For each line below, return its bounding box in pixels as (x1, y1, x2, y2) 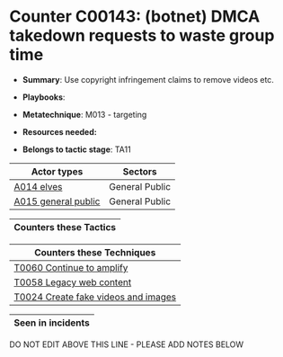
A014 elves (13, 180, 63, 192)
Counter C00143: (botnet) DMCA (9, 6, 261, 27)
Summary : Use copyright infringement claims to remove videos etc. (22, 74, 274, 85)
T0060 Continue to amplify (13, 261, 128, 273)
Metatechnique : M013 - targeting (22, 109, 147, 120)
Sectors (122, 165, 157, 177)
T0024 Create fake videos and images (13, 290, 177, 303)
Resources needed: (22, 126, 97, 137)
